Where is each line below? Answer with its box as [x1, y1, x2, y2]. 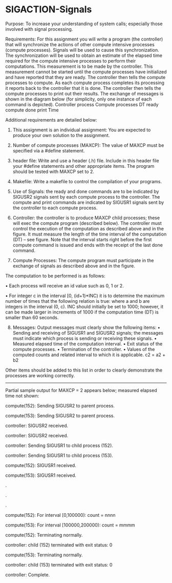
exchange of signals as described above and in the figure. [12, 263, 136, 269]
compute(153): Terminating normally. [5, 552, 83, 558]
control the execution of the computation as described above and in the [12, 225, 164, 231]
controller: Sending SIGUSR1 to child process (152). [5, 442, 114, 449]
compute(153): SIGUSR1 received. [5, 472, 77, 478]
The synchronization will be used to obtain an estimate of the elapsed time [5, 52, 163, 59]
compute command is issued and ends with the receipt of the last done [12, 242, 163, 248]
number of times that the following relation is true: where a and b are [5, 298, 150, 304]
